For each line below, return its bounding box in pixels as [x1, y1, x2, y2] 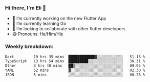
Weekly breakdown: [5, 43, 54, 50]
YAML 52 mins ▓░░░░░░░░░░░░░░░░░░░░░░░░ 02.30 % [5, 68, 146, 73]
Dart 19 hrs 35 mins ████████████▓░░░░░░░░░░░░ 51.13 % [5, 54, 146, 59]
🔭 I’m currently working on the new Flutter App [12, 16, 107, 21]
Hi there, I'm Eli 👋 [5, 4, 46, 11]
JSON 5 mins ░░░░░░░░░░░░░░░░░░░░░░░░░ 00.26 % [5, 73, 146, 78]
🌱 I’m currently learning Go [12, 20, 66, 26]
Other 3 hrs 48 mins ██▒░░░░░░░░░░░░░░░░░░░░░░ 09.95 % [5, 63, 146, 68]
